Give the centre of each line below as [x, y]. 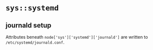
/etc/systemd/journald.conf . [35, 42]
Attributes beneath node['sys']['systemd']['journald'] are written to [77, 37]
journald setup [28, 25]
